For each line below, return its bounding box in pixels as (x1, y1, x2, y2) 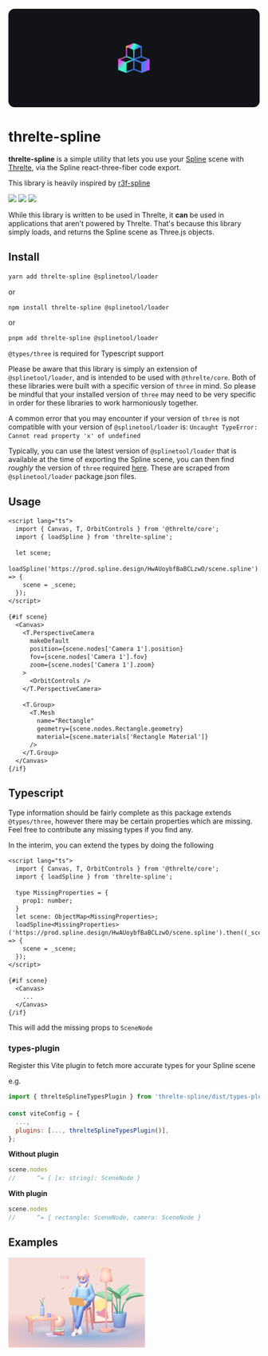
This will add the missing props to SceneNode (8, 1023, 153, 1032)
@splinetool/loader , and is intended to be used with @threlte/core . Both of (8, 373, 257, 382)
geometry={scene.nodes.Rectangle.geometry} (37, 725, 183, 733)
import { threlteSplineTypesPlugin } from (8, 1093, 152, 1101)
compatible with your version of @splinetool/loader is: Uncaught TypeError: (8, 422, 258, 432)
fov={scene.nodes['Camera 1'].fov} (29, 653, 148, 661)
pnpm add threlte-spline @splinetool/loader (8, 334, 159, 342)
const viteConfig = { (8, 1109, 81, 1118)
